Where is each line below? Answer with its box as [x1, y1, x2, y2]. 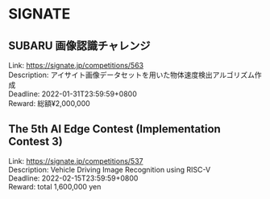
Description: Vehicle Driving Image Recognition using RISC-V [8, 164, 211, 174]
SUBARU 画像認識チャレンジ [8, 39, 151, 52]
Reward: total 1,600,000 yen [8, 181, 102, 191]
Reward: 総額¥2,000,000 [8, 99, 90, 108]
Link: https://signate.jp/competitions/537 [8, 156, 143, 165]
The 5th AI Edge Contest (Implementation [8, 122, 222, 136]
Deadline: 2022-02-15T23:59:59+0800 [8, 173, 139, 183]
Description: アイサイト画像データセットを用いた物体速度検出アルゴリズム [8, 70, 255, 79]
